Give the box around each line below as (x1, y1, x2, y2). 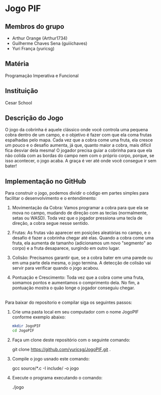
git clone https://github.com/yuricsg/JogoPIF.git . (12, 347, 111, 352)
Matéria (5, 59, 29, 68)
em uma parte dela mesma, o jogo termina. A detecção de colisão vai (12, 260, 151, 266)
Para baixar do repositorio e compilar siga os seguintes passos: (5, 299, 132, 305)
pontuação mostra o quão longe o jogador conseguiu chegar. (12, 285, 135, 291)
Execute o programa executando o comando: (12, 375, 103, 380)
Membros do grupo (5, 22, 65, 31)
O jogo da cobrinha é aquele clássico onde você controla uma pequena (5, 127, 148, 133)
